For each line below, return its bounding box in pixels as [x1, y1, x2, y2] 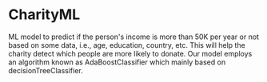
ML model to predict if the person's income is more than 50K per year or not [8, 32, 260, 41]
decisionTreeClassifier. [8, 65, 84, 75]
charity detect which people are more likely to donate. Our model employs [8, 49, 253, 58]
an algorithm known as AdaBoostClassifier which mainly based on [8, 57, 226, 67]
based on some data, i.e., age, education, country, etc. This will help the [8, 40, 245, 49]
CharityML [8, 6, 81, 24]
